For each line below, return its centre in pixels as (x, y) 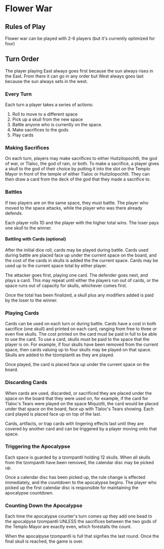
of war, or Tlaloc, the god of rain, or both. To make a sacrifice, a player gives (82, 164)
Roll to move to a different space (45, 114)
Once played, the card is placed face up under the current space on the (77, 365)
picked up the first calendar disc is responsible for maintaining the (72, 487)
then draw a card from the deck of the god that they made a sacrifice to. (78, 179)
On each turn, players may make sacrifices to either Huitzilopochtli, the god (81, 158)
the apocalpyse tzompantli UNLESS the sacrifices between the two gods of (81, 522)
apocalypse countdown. (29, 493)
